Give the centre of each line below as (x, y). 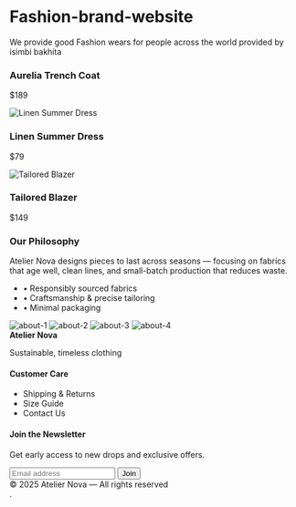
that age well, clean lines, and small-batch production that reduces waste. (148, 271)
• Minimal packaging (62, 308)
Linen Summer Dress (57, 137)
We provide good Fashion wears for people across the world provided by (147, 42)
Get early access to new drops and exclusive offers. (107, 454)
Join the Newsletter (48, 434)
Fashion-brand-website (101, 17)
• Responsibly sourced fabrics (80, 288)
